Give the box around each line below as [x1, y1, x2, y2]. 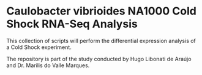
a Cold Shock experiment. [6, 44, 72, 51]
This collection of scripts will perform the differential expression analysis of [6, 37, 196, 44]
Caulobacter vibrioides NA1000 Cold [6, 4, 197, 18]
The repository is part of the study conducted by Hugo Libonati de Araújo [6, 55, 192, 62]
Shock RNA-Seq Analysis [6, 17, 138, 31]
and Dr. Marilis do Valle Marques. [6, 62, 90, 69]
